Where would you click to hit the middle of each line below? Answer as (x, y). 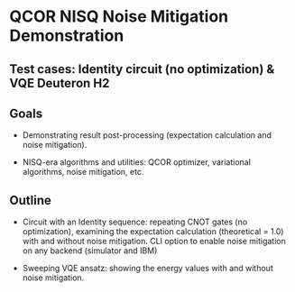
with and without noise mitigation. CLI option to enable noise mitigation (154, 242)
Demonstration (67, 36)
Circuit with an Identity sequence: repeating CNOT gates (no (135, 222)
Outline (30, 200)
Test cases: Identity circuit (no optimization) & (142, 69)
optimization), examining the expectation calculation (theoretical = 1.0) (153, 232)
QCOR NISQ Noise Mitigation (119, 17)
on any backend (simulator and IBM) (90, 251)
